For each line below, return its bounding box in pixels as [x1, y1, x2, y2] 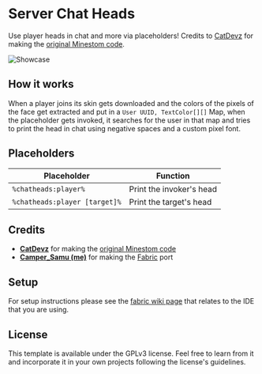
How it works [8, 77, 74, 91]
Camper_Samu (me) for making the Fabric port [19, 252, 174, 262]
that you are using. [8, 305, 69, 315]
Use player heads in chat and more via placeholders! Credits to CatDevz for [8, 31, 254, 40]
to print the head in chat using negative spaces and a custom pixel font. [8, 123, 241, 133]
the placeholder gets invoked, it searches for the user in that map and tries [8, 115, 251, 125]
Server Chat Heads [8, 5, 136, 23]
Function [155, 170, 191, 181]
